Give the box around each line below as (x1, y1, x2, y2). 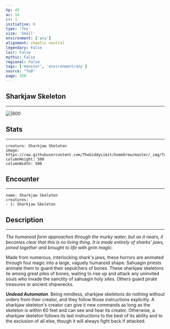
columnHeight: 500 (6, 157, 44, 162)
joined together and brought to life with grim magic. (6, 244, 113, 251)
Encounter (6, 174, 39, 183)
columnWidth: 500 (6, 161, 42, 166)
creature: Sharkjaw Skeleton (6, 143, 67, 149)
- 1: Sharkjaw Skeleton (6, 202, 56, 207)
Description (6, 215, 43, 224)
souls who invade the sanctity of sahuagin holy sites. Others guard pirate (6, 276, 158, 282)
